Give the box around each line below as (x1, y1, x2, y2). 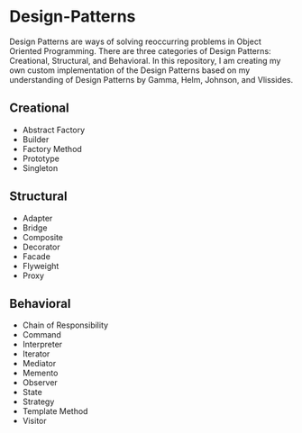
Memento (22, 367, 59, 379)
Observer (22, 377, 59, 388)
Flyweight (22, 260, 59, 271)
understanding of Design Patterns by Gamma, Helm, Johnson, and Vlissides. (9, 74, 294, 85)
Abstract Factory (22, 124, 86, 135)
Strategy (22, 396, 55, 407)
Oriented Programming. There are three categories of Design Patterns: (9, 45, 272, 56)
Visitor (22, 416, 47, 427)
